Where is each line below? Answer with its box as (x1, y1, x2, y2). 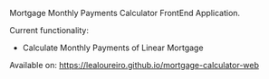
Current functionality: (9, 25, 89, 35)
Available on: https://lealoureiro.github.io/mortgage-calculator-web (9, 60, 260, 70)
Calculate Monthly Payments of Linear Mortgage (22, 42, 204, 53)
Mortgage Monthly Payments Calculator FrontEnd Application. (9, 8, 241, 18)
